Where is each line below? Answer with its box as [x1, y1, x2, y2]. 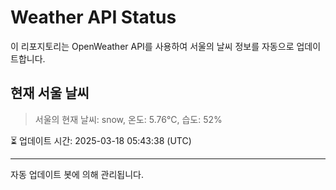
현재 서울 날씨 [10, 85, 90, 102]
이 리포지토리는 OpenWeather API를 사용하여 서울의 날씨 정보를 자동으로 [10, 40, 295, 52]
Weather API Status [10, 6, 177, 29]
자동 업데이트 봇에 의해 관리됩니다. [10, 168, 144, 180]
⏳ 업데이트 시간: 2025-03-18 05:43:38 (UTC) [10, 134, 192, 146]
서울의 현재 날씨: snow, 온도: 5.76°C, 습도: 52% [34, 113, 223, 125]
